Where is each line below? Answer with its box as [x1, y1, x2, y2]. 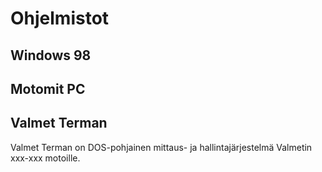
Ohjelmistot [10, 7, 110, 30]
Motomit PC [10, 80, 86, 97]
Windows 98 [10, 47, 92, 64]
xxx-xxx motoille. [10, 152, 81, 164]
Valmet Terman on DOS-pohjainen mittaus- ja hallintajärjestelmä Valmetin [10, 141, 313, 153]
